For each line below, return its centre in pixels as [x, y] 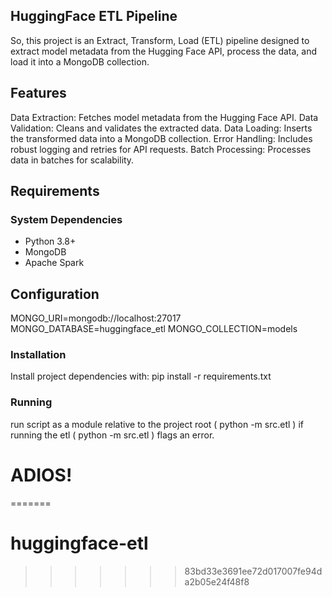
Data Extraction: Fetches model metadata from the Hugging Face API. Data [164, 117]
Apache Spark [54, 263]
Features [38, 93]
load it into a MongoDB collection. [80, 61]
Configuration [55, 294]
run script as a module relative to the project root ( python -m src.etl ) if [157, 424]
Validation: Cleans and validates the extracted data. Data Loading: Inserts [161, 128]
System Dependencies [66, 219]
